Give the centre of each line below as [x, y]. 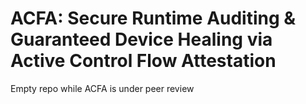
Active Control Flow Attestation [143, 61]
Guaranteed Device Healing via [141, 39]
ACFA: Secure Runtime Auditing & [153, 18]
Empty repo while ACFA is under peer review [102, 88]
